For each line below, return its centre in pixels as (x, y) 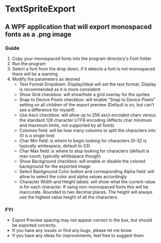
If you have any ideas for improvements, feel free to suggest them (78, 236)
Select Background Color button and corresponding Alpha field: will (87, 171)
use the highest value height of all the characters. (69, 197)
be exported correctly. (34, 225)
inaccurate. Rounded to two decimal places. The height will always (86, 192)
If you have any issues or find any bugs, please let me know (72, 230)
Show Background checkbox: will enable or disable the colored (82, 161)
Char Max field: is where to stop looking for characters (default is (84, 151)
